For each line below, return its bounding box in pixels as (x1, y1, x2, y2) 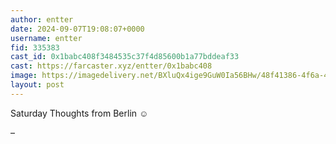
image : (10, 71, 38, 81)
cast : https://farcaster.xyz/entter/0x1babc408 (10, 61, 213, 71)
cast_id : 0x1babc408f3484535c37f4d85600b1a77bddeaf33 (10, 52, 240, 62)
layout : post (10, 80, 65, 90)
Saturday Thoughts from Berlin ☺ (10, 107, 149, 119)
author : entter (10, 14, 74, 25)
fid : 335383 (10, 42, 60, 53)
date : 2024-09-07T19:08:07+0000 (10, 24, 145, 34)
